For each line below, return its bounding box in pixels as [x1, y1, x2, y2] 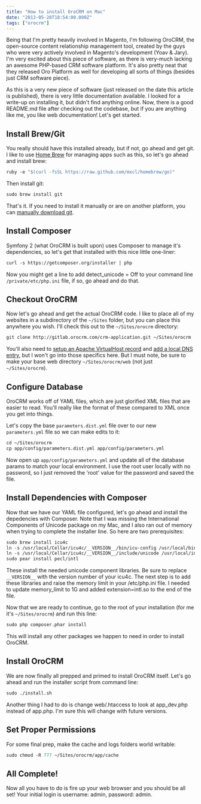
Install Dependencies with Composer [6, 493, 147, 503]
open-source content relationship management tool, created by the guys [6, 43, 185, 50]
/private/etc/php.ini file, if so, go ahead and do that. [6, 277, 140, 284]
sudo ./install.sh [6, 690, 52, 696]
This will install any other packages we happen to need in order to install [6, 633, 184, 640]
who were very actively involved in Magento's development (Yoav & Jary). [6, 49, 189, 56]
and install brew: [6, 157, 47, 165]
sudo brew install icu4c [6, 539, 68, 545]
